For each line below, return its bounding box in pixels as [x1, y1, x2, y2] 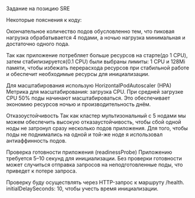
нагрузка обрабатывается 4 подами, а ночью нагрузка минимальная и [6, 34, 186, 41]
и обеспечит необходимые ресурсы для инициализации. [6, 71, 149, 77]
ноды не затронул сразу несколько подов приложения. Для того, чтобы [6, 125, 188, 131]
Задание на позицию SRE [6, 5, 70, 12]
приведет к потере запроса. [6, 167, 77, 174]
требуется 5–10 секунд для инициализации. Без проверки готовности [6, 155, 182, 161]
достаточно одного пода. [6, 41, 70, 47]
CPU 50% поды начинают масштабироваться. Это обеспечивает [6, 94, 170, 101]
